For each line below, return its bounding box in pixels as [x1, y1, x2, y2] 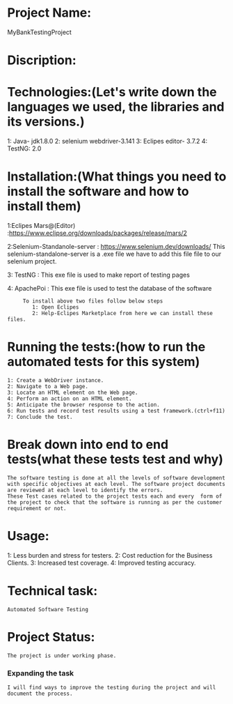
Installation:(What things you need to [7, 169, 227, 185]
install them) [7, 199, 81, 214]
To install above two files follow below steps [22, 298, 163, 305]
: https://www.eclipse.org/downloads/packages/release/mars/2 [7, 229, 188, 237]
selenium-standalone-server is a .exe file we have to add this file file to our [7, 250, 221, 258]
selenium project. [7, 257, 57, 266]
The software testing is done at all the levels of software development [7, 474, 226, 482]
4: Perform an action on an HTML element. [7, 395, 132, 402]
